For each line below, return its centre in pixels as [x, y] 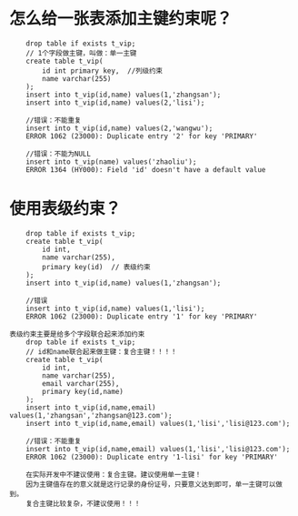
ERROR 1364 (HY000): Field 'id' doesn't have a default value [146, 169]
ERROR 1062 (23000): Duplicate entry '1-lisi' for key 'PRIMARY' [152, 457]
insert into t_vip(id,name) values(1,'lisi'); [115, 309]
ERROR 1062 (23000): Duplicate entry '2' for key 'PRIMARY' [142, 136]
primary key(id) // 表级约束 [97, 267]
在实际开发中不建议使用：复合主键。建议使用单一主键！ [114, 474]
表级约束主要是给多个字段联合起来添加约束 [77, 334]
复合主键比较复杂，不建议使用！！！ [83, 503]
